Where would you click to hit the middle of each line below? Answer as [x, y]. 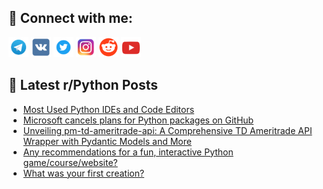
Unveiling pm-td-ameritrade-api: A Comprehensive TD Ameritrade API [167, 130]
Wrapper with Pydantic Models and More [107, 141]
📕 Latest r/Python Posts [83, 85]
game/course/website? [70, 162]
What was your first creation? [83, 173]
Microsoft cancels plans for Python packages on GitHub [138, 120]
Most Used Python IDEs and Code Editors [108, 109]
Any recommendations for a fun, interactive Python [128, 152]
